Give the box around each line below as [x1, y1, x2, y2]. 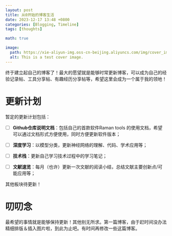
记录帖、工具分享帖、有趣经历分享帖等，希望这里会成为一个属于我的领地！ [9, 75, 167, 82]
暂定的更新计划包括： [5, 113, 50, 120]
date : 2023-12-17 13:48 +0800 [5, 17, 70, 22]
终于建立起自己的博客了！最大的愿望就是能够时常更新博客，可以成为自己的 [5, 69, 162, 75]
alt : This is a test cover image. [10, 54, 83, 60]
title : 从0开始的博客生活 [5, 12, 55, 17]
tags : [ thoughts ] [5, 27, 42, 32]
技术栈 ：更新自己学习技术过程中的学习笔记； [12, 152, 107, 159]
